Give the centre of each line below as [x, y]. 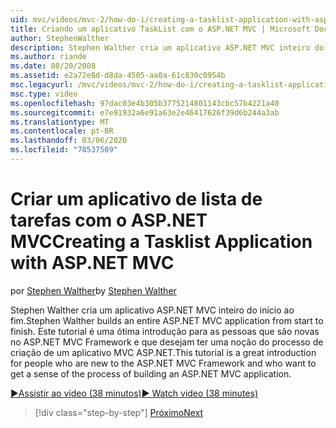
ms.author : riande [48, 57]
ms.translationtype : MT [60, 122]
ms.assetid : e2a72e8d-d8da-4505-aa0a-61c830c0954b [118, 76]
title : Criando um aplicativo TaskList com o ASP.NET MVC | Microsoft [160, 29]
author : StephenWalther [60, 38]
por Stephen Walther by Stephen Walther [93, 290]
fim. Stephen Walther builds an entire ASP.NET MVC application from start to [167, 320]
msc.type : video [44, 94]
